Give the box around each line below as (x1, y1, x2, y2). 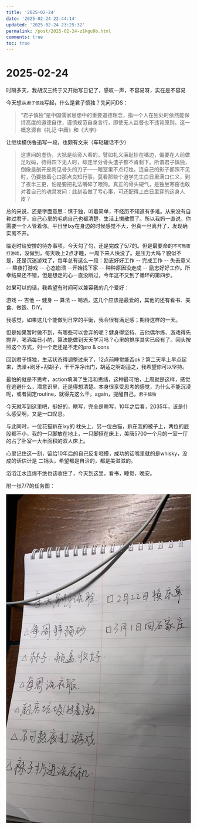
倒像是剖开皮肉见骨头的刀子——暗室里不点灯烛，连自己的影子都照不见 (20, 166, 191, 173)
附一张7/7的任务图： (6, 482, 55, 489)
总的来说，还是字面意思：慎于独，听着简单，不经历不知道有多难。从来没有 (6, 207, 186, 214)
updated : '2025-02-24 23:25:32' (6, 22, 85, 28)
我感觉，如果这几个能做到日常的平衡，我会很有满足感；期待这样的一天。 (6, 316, 181, 323)
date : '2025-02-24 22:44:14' (6, 15, 77, 22)
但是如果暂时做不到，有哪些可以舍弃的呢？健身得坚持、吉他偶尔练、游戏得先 (6, 329, 191, 336)
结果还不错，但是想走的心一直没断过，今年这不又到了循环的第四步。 (11, 271, 176, 278)
